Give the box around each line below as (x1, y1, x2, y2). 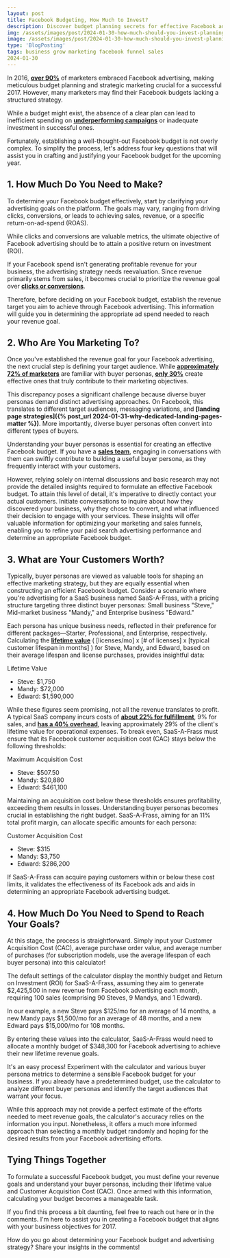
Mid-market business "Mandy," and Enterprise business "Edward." (7, 609, 194, 617)
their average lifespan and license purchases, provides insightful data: (7, 651, 205, 660)
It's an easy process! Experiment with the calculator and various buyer (7, 1063, 206, 1070)
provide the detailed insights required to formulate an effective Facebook (7, 482, 213, 491)
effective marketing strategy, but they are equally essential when (7, 579, 190, 587)
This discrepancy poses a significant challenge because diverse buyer (7, 390, 206, 398)
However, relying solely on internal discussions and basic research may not (7, 475, 220, 484)
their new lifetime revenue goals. (7, 1049, 99, 1057)
